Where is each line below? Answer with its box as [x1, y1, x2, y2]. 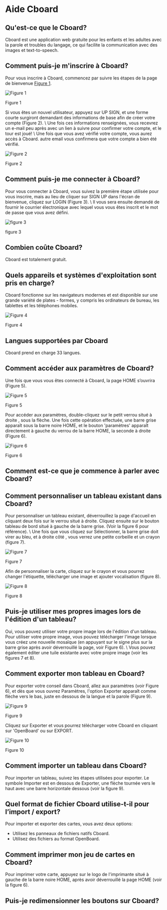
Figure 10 [5, 747, 24, 753]
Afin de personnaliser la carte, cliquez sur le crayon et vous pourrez [5, 568, 145, 574]
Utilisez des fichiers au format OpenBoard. [12, 836, 100, 842]
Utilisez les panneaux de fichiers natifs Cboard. [12, 831, 110, 837]
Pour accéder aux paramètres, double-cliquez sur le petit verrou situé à [5, 412, 152, 418]
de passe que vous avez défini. [5, 209, 69, 215]
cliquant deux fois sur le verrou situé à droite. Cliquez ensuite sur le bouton [5, 518, 160, 524]
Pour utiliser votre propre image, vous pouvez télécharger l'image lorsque [5, 633, 157, 640]
